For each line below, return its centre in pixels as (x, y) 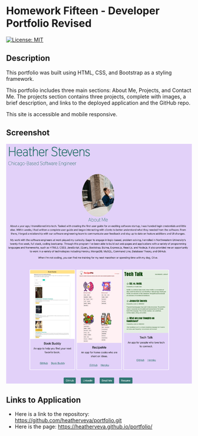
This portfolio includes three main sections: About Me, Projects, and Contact (99, 90)
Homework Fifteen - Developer (83, 11)
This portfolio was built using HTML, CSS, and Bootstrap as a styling (89, 73)
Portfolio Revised (49, 23)
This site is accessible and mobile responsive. (62, 114)
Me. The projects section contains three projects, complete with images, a (96, 96)
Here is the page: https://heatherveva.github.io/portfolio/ (83, 427)
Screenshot (28, 133)
